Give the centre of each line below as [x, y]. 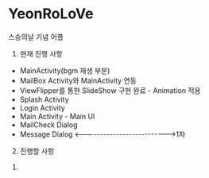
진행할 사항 [37, 151]
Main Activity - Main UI [57, 116]
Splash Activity [44, 99]
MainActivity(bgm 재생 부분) [65, 70]
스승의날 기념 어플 [36, 37]
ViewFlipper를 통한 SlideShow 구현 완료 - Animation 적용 [110, 90]
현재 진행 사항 [41, 53]
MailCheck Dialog [48, 125]
